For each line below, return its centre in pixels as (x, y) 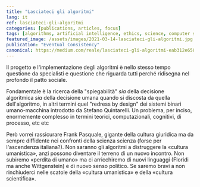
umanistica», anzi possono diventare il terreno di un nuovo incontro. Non (95, 153)
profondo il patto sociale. (37, 80)
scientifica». (21, 178)
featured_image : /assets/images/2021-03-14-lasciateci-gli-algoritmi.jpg (100, 39)
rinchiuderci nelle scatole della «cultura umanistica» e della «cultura (90, 172)
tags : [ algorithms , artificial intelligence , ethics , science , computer (98, 34)
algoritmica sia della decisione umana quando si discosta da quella (88, 97)
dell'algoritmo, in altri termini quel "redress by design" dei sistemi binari (94, 104)
